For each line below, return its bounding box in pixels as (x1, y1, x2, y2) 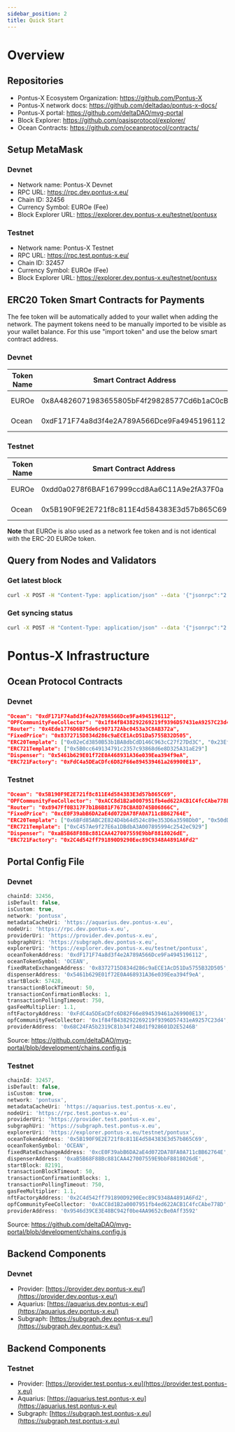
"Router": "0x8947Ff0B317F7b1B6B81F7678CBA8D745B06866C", (7, 804, 180, 811)
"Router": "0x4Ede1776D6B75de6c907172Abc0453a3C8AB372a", (7, 725, 180, 733)
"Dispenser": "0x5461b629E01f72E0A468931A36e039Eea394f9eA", (7, 751, 190, 758)
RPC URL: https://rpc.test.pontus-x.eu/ (17, 251, 129, 260)
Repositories (7, 75, 64, 87)
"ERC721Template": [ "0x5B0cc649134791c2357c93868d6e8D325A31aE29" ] (7, 745, 208, 752)
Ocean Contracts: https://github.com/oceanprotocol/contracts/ (17, 123, 199, 132)
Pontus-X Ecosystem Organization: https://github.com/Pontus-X (17, 93, 203, 102)
